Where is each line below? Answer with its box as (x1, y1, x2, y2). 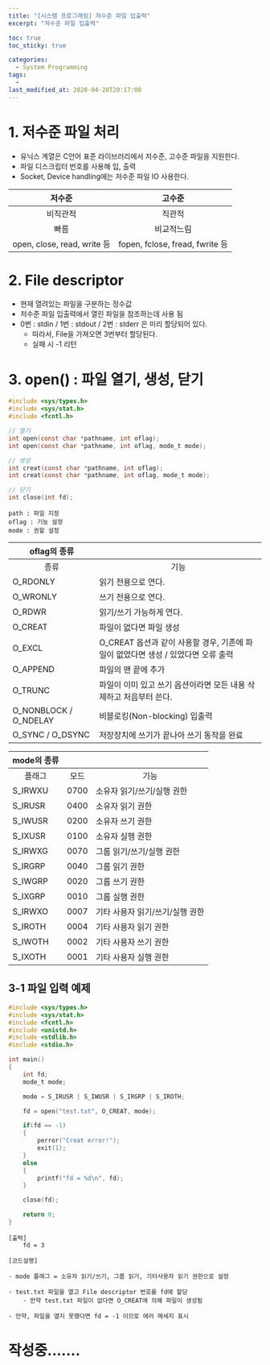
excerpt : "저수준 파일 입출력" (8, 19, 100, 27)
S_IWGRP (12, 876, 48, 887)
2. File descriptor (8, 271, 125, 289)
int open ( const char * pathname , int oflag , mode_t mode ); (8, 442, 207, 450)
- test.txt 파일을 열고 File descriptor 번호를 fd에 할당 (8, 1288, 188, 1296)
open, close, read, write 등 (12, 239, 111, 250)
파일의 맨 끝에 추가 (99, 664, 166, 675)
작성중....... (8, 1342, 80, 1360)
